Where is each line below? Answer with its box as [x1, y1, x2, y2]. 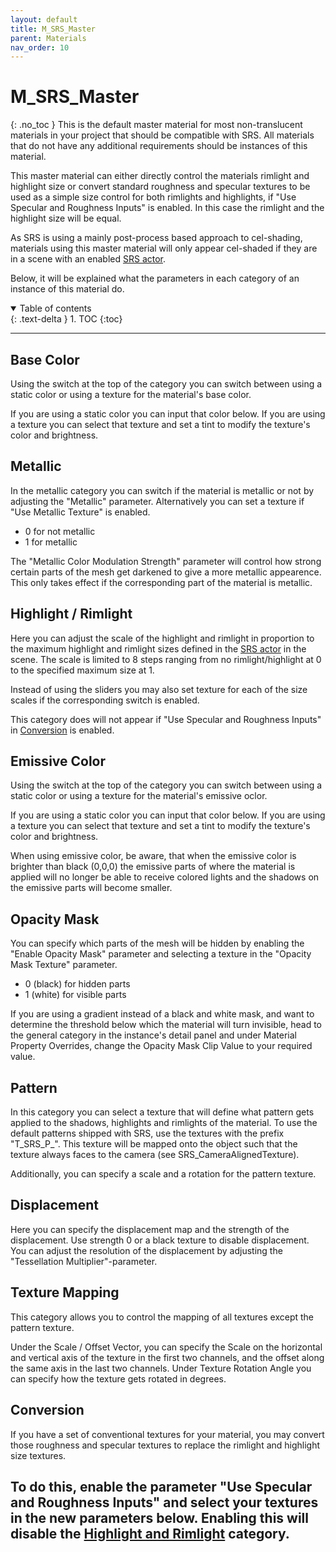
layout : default [10, 14, 78, 25]
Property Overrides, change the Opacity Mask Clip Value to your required [10, 1040, 313, 1052]
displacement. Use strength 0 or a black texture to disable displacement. [10, 1234, 310, 1246]
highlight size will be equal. [10, 212, 122, 225]
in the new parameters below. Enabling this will [10, 1509, 310, 1526]
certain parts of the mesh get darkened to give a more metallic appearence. [10, 566, 322, 578]
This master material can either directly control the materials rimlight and [10, 170, 310, 182]
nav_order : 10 [10, 42, 70, 53]
